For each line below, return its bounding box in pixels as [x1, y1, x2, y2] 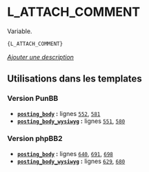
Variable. [7, 27, 32, 35]
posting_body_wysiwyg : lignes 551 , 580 [17, 117, 126, 125]
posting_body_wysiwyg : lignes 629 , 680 [17, 157, 126, 165]
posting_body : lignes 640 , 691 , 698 [17, 149, 114, 157]
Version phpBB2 [7, 134, 63, 144]
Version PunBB [7, 94, 59, 104]
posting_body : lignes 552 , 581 [17, 109, 101, 117]
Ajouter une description [7, 52, 74, 61]
